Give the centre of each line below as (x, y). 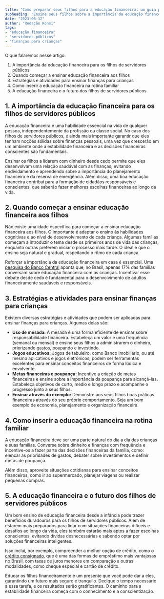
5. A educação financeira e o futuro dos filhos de (81, 496)
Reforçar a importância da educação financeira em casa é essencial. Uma (79, 262)
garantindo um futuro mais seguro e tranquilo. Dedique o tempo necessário (81, 581)
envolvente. (24, 369)
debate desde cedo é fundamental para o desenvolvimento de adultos (76, 278)
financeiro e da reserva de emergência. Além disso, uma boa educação (77, 176)
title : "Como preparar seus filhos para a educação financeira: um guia (81, 10)
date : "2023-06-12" (25, 19)
